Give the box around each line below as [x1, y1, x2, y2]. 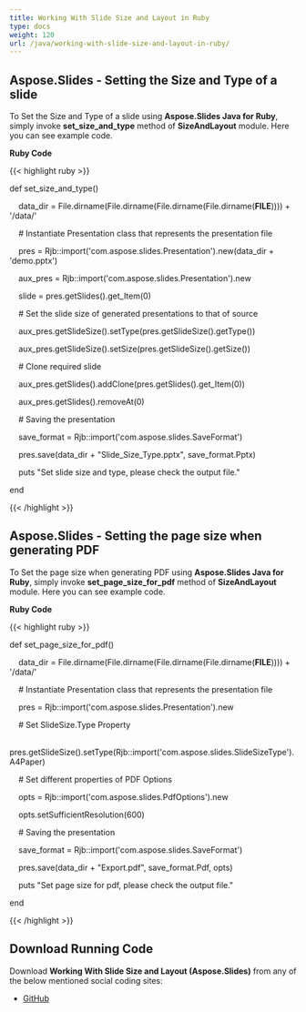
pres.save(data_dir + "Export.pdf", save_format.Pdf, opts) [17, 862, 233, 873]
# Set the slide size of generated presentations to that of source [17, 309, 259, 319]
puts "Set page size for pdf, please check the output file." [17, 879, 234, 890]
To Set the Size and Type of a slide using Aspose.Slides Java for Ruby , [9, 111, 279, 122]
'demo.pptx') [9, 256, 58, 267]
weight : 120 [9, 30, 55, 39]
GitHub [22, 993, 50, 1004]
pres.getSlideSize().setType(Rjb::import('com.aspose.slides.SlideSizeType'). [9, 746, 294, 757]
